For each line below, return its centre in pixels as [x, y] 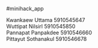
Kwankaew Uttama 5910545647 [46, 20]
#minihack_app [25, 9]
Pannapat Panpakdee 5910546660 [49, 33]
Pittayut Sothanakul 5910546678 [47, 39]
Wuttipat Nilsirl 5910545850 [41, 26]
